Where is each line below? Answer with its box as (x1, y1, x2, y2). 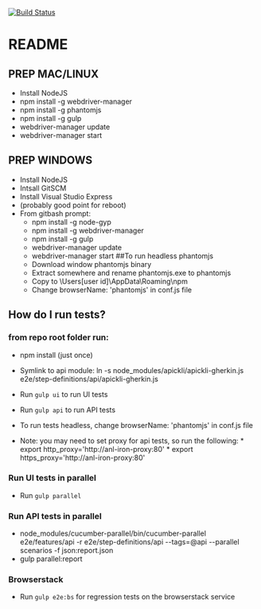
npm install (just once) (19, 350, 93, 360)
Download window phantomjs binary (31, 259, 152, 269)
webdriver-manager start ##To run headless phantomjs (31, 251, 213, 261)
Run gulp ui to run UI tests (19, 389, 108, 399)
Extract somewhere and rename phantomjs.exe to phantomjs (31, 268, 232, 277)
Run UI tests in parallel (8, 473, 97, 484)
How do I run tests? (8, 308, 106, 322)
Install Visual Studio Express (19, 191, 113, 201)
